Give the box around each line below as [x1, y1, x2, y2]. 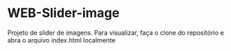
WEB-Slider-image [7, 5, 120, 21]
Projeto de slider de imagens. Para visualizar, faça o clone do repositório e [7, 28, 225, 37]
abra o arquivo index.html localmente [7, 35, 115, 44]
